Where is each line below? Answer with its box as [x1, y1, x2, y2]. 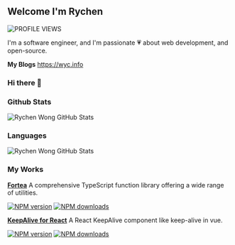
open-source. [7, 46, 48, 55]
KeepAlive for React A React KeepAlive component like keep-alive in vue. [7, 216, 223, 224]
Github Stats [7, 97, 52, 107]
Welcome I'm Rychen [7, 6, 104, 18]
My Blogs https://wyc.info [7, 60, 84, 68]
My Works [7, 165, 44, 175]
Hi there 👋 [7, 77, 43, 87]
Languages [7, 131, 48, 141]
